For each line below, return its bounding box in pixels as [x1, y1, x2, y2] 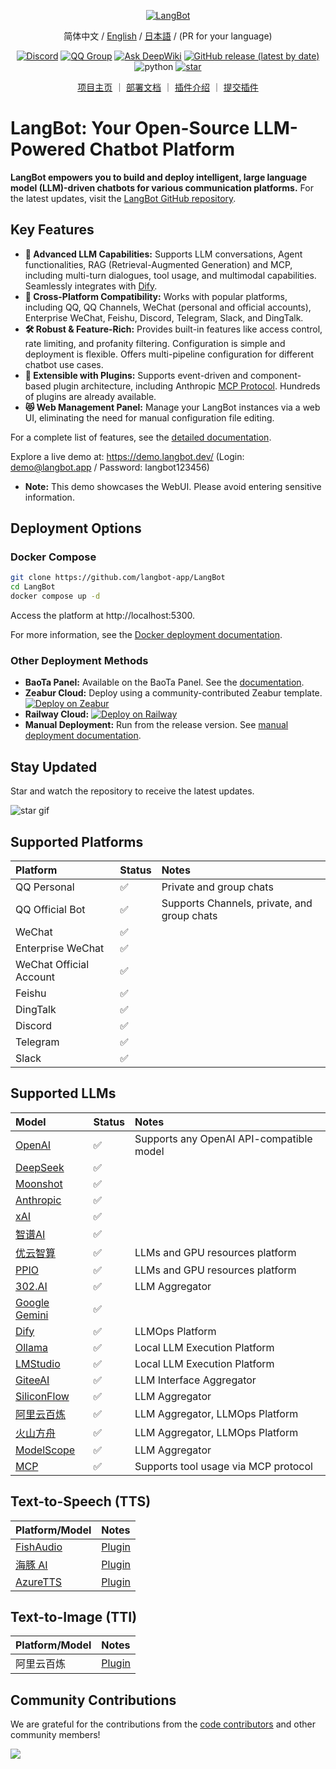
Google [15, 1295, 50, 1309]
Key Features [10, 221, 95, 239]
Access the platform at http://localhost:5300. [10, 610, 196, 622]
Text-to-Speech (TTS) [10, 1493, 152, 1510]
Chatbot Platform [89, 138, 236, 161]
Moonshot [15, 1176, 63, 1190]
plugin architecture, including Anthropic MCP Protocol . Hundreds [53, 380, 321, 392]
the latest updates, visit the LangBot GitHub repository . [10, 192, 237, 204]
